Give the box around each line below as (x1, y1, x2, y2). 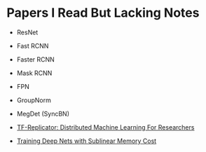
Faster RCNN (16, 55, 55, 64)
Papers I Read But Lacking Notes (6, 5, 200, 21)
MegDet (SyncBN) (16, 109, 70, 118)
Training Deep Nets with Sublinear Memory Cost (16, 137, 157, 145)
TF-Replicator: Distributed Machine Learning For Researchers (16, 123, 195, 131)
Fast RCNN (16, 41, 49, 50)
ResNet (16, 28, 39, 36)
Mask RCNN (16, 69, 53, 77)
